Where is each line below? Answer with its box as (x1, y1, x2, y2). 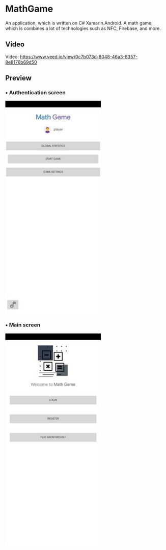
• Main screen (5, 321, 41, 328)
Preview (5, 74, 32, 82)
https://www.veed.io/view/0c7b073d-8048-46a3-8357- (20, 53, 138, 60)
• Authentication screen (5, 89, 66, 96)
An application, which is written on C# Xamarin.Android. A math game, (5, 20, 153, 26)
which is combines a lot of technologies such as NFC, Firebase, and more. (5, 25, 161, 31)
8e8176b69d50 (5, 59, 37, 65)
